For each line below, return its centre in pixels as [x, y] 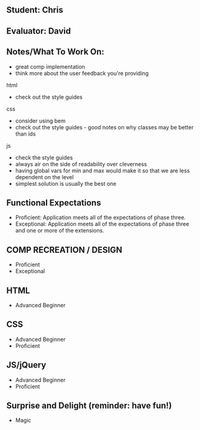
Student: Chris [35, 10]
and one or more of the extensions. [60, 231]
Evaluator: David [39, 31]
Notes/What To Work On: [55, 52]
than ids [25, 134]
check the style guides [44, 157]
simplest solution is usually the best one [66, 183]
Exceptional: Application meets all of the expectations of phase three [102, 224]
